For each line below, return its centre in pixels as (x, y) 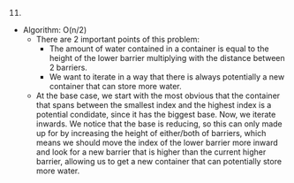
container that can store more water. (115, 86)
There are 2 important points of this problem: (118, 39)
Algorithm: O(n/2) (55, 30)
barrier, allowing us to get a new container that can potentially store (158, 161)
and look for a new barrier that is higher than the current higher (151, 152)
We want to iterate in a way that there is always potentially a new (167, 77)
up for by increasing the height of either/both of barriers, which (151, 133)
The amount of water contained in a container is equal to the (159, 49)
